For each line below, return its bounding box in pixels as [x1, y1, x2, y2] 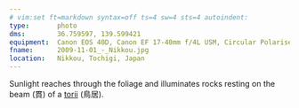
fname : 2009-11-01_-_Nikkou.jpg [9, 46, 149, 55]
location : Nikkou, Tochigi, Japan [9, 54, 145, 63]
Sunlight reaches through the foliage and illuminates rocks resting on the [9, 79, 276, 89]
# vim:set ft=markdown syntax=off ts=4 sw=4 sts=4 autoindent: [9, 12, 249, 22]
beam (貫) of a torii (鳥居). [9, 89, 104, 99]
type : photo [9, 21, 77, 30]
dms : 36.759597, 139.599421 [9, 29, 141, 38]
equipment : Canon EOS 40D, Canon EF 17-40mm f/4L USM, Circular [9, 37, 256, 47]
